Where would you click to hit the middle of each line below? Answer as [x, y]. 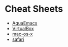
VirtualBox [23, 28]
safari [18, 39]
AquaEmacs [25, 23]
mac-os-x [22, 34]
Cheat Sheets [34, 9]
